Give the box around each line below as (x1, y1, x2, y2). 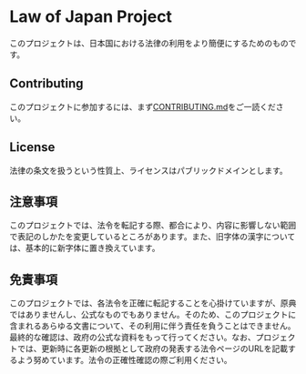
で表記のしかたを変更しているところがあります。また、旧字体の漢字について (9, 231, 296, 242)
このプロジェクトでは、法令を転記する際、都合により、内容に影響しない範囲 (9, 220, 297, 231)
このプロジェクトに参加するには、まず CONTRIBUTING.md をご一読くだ (9, 101, 276, 112)
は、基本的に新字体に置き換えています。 (9, 243, 160, 254)
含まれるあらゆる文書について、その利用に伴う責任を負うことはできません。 (9, 320, 296, 331)
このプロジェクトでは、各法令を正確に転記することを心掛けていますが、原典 (9, 298, 297, 308)
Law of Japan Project (9, 6, 173, 27)
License (9, 139, 56, 156)
